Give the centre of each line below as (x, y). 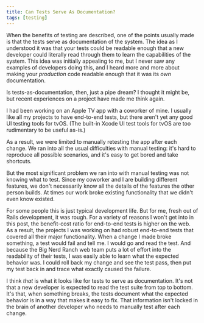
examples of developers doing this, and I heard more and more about (93, 67)
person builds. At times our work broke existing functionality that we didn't (100, 192)
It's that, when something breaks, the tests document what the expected (97, 294)
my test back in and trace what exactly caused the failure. (79, 269)
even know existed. (30, 199)
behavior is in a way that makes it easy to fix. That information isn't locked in (102, 300)
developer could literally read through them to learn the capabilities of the (99, 54)
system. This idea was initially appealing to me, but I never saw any (91, 61)
